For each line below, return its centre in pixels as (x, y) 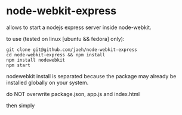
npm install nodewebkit (36, 60)
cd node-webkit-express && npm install (56, 55)
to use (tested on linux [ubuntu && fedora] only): (65, 39)
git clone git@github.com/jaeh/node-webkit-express (72, 49)
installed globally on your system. (47, 82)
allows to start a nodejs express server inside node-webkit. (79, 27)
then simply (21, 106)
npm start (18, 65)
